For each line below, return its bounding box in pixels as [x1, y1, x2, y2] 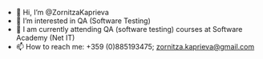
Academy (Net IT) [15, 33, 75, 42]
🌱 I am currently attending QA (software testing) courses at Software [15, 25, 243, 33]
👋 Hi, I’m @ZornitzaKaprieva [15, 8, 110, 17]
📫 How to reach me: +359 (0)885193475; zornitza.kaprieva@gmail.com [15, 42, 255, 51]
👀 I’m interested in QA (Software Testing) [15, 16, 151, 26]
